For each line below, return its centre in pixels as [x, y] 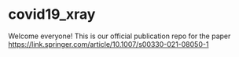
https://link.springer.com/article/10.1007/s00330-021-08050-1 [108, 44]
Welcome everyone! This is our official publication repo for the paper [119, 36]
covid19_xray [52, 14]
